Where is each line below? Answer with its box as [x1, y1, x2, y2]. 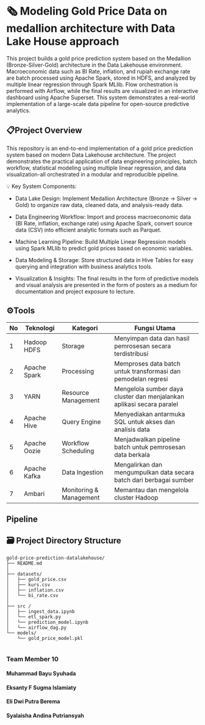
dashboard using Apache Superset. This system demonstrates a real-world [6, 94, 195, 101]
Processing [62, 367, 95, 375]
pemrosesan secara [113, 342, 171, 350]
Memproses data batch [113, 359, 181, 367]
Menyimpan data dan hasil [113, 334, 190, 342]
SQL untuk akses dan [113, 417, 175, 426]
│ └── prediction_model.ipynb [6, 619, 88, 625]
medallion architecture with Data [6, 21, 176, 36]
